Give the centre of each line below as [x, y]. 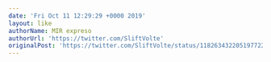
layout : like [30, 23]
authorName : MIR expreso [50, 31]
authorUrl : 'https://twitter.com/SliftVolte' [86, 38]
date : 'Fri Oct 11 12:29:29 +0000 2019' [77, 16]
